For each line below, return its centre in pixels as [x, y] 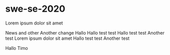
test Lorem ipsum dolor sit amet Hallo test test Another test [67, 38]
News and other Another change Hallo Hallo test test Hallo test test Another [85, 33]
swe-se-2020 [35, 9]
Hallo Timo [17, 48]
